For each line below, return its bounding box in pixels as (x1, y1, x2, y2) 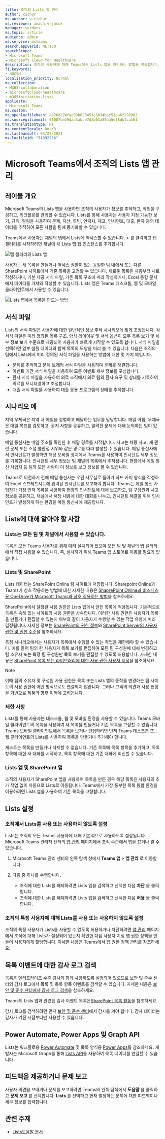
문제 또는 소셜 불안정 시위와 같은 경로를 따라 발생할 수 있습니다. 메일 (10, 445, 140, 451)
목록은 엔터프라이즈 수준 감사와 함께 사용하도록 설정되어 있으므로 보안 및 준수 (5, 975, 153, 981)
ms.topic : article (5, 30, 43, 35)
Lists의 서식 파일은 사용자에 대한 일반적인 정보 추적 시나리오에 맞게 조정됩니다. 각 (5, 326, 160, 333)
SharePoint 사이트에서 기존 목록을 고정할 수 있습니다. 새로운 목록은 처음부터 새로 (5, 268, 160, 274)
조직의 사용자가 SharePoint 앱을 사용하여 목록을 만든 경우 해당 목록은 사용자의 (5, 776, 155, 782)
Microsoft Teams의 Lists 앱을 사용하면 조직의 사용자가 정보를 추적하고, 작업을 (5, 206, 155, 212)
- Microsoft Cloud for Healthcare (5, 58, 76, 63)
